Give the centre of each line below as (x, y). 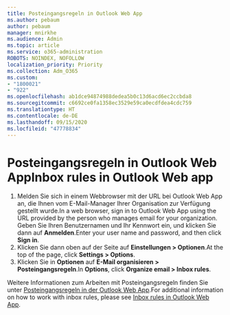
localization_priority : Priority (55, 65)
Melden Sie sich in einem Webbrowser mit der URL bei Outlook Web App (120, 196)
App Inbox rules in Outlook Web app (111, 177)
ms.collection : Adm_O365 (43, 71)
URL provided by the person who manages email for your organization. (117, 218)
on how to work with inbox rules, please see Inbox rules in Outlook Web (108, 297)
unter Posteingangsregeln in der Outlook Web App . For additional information (115, 290)
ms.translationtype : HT (41, 109)
